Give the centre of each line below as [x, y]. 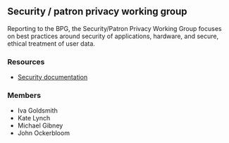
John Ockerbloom [44, 133]
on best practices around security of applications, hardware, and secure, [113, 36]
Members [24, 96]
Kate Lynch [34, 118]
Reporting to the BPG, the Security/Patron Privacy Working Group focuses [114, 28]
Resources [26, 61]
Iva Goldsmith [37, 111]
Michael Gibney [40, 125]
